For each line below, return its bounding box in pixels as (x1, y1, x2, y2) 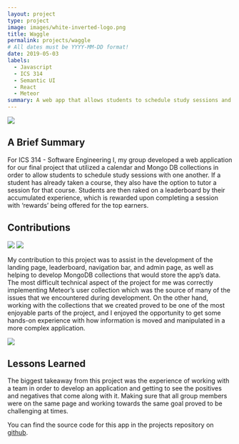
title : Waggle (7, 30, 50, 38)
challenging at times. (7, 407, 69, 415)
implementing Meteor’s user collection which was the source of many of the (7, 286, 230, 294)
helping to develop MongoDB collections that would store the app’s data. (7, 271, 221, 279)
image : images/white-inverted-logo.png (7, 24, 126, 31)
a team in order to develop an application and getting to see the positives (7, 384, 223, 393)
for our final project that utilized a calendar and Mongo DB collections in (7, 163, 219, 171)
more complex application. (7, 323, 86, 332)
